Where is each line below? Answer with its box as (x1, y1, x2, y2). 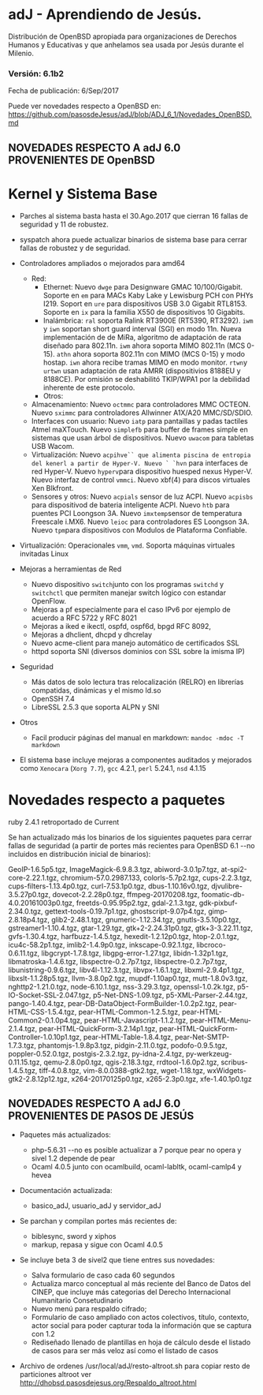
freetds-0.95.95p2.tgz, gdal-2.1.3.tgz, (76, 898, 198, 907)
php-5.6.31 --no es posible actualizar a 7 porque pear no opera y (31, 1146, 242, 1155)
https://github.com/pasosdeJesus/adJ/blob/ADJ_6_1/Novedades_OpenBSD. (8, 110, 252, 119)
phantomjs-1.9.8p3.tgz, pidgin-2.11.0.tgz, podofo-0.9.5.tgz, (38, 1040, 228, 1050)
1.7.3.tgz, (8, 1040, 37, 1050)
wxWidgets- (206, 1065, 246, 1075)
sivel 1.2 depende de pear (31, 1154, 116, 1163)
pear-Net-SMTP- (174, 1032, 230, 1042)
